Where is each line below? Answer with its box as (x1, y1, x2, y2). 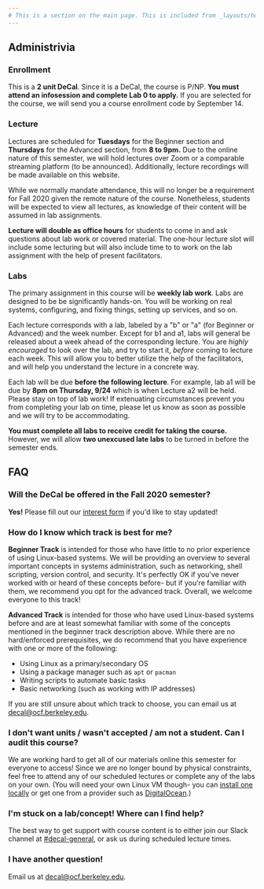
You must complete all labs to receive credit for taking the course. (8, 426, 228, 435)
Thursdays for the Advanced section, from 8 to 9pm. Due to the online (8, 145, 238, 154)
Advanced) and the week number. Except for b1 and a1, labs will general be (8, 328, 251, 338)
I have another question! (8, 854, 104, 865)
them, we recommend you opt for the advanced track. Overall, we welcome (8, 586, 253, 595)
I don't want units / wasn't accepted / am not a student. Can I (8, 727, 245, 738)
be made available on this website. (8, 170, 120, 180)
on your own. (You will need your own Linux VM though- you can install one (8, 780, 253, 790)
